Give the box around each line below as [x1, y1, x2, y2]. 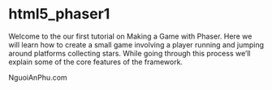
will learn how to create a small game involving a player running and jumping [8, 39, 265, 49]
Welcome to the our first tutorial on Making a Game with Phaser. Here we [8, 31, 253, 41]
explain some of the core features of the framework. [8, 57, 183, 67]
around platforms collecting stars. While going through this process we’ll [8, 48, 251, 58]
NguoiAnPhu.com [8, 72, 67, 82]
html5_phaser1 [8, 5, 110, 23]
